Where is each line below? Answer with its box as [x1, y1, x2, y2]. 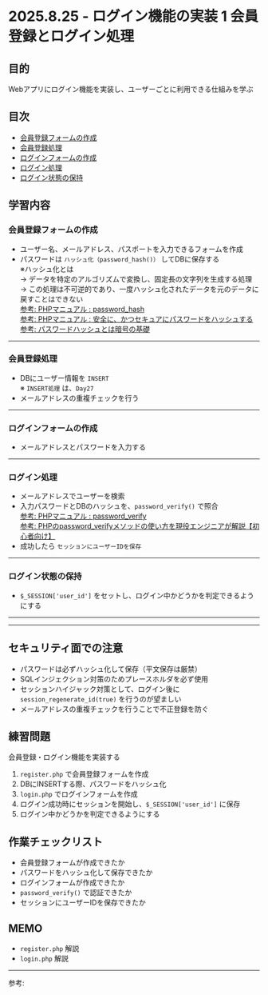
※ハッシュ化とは [19, 264, 74, 274]
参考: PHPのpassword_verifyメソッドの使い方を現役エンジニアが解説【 [19, 521, 253, 531]
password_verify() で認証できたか [19, 888, 132, 897]
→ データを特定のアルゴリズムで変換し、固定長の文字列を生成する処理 [19, 274, 253, 284]
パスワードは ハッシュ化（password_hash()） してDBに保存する [19, 254, 220, 264]
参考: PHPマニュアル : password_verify [19, 511, 147, 521]
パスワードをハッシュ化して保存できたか [19, 868, 153, 877]
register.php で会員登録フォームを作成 [19, 769, 149, 779]
